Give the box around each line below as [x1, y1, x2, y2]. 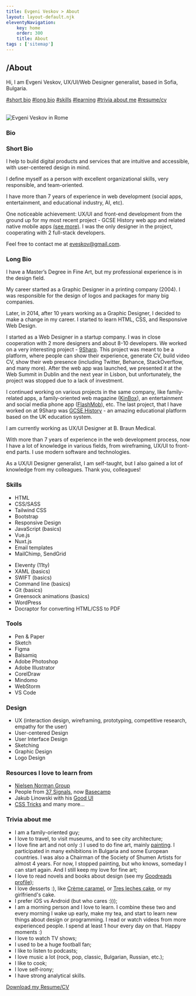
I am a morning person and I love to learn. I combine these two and [14, 903, 176, 910]
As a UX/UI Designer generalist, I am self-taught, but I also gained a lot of [6, 460, 183, 467]
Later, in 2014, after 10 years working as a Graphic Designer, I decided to [6, 310, 181, 317]
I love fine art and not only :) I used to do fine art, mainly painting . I [14, 841, 175, 848]
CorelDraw [14, 670, 41, 677]
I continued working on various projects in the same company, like [6, 388, 166, 395]
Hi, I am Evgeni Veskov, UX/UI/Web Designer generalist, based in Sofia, [6, 79, 178, 86]
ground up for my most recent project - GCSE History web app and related [6, 216, 185, 223]
